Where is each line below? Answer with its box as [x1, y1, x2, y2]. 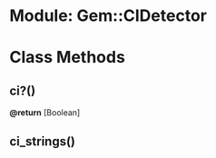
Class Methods [9, 47, 125, 68]
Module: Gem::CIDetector [9, 5, 207, 26]
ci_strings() [9, 133, 75, 149]
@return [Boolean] [9, 107, 81, 118]
